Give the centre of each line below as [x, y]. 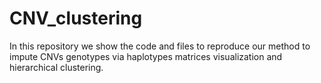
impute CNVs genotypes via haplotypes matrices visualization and [146, 56]
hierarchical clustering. [56, 67]
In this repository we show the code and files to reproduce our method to [160, 46]
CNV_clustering [76, 18]
